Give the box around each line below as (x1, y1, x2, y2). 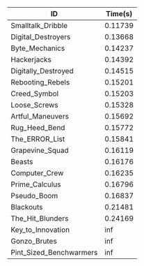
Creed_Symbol (10, 89, 59, 98)
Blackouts (10, 202, 43, 212)
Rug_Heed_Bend (10, 123, 65, 132)
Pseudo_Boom (10, 191, 58, 200)
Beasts (10, 157, 33, 166)
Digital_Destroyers (10, 32, 71, 41)
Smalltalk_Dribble (10, 21, 68, 30)
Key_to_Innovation (10, 225, 70, 235)
